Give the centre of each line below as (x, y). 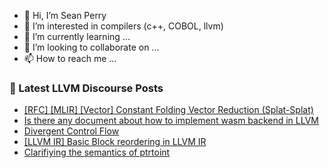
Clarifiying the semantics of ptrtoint (97, 152)
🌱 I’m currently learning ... (77, 36)
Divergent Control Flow (71, 131)
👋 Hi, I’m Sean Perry (65, 15)
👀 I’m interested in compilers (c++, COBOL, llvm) (123, 26)
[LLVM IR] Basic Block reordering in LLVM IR (115, 142)
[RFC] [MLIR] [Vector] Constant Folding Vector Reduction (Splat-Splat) (168, 110)
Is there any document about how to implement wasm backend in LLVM (171, 121)
